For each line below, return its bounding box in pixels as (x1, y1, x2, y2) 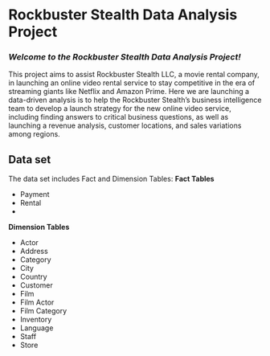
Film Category (19, 306, 67, 316)
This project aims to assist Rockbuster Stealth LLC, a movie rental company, (8, 70, 260, 80)
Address (19, 247, 48, 256)
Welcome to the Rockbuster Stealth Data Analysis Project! (8, 51, 241, 63)
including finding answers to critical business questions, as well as (8, 113, 229, 122)
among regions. (8, 129, 60, 139)
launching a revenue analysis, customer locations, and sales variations (8, 121, 242, 130)
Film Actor (19, 297, 55, 307)
